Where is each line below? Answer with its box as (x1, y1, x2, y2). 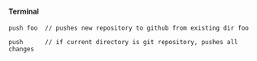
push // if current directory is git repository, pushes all (8, 39, 238, 47)
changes (8, 45, 35, 54)
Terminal (8, 6, 39, 16)
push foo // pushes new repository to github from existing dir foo (8, 24, 250, 32)
